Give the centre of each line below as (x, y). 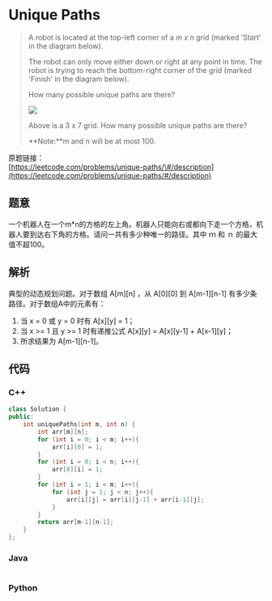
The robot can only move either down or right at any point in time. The (145, 62)
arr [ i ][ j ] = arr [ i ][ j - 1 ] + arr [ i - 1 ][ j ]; (135, 500)
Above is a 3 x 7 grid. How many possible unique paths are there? (138, 125)
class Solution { (38, 409)
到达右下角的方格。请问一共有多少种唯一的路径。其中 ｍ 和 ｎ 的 (136, 234)
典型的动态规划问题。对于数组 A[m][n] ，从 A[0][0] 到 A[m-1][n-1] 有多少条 (133, 293)
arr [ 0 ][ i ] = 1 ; (77, 470)
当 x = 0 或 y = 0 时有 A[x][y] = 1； (77, 321)
